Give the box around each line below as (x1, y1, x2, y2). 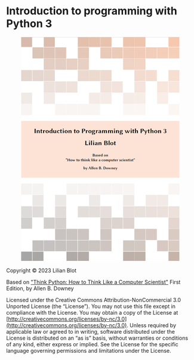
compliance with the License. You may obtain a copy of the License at (6, 309, 178, 316)
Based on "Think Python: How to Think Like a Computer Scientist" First (6, 278, 181, 285)
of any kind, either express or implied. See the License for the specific (6, 340, 179, 347)
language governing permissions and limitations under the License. (6, 347, 171, 354)
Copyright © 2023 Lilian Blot (6, 267, 76, 274)
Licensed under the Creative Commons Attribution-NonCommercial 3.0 (6, 296, 181, 303)
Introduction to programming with (6, 4, 177, 18)
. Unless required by (126, 321, 177, 329)
